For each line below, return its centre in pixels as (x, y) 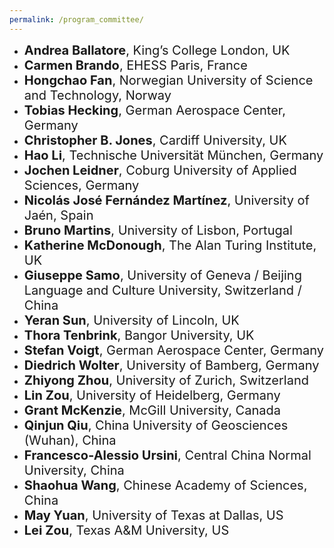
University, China (74, 470)
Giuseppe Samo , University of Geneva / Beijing (162, 275)
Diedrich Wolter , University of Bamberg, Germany (171, 365)
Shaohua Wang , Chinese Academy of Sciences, (165, 485)
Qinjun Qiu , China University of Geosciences (156, 425)
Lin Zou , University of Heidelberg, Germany (152, 395)
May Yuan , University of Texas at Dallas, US (153, 515)
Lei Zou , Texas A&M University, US (126, 530)
